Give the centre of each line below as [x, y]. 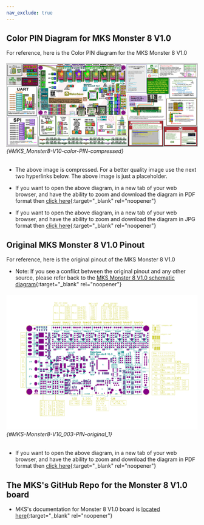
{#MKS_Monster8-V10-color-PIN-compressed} [65, 151]
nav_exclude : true [29, 13]
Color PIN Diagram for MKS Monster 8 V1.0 [89, 39]
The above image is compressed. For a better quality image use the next [106, 170]
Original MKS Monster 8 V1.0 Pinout [76, 245]
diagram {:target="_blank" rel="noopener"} [68, 284]
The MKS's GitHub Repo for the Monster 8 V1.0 [97, 485]
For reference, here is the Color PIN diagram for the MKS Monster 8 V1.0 [97, 53]
